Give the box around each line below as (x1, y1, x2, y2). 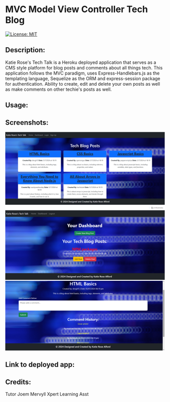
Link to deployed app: (5, 360, 75, 369)
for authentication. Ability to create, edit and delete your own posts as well (5, 81, 160, 87)
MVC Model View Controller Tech (5, 4, 148, 15)
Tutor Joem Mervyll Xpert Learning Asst (5, 391, 89, 397)
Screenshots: (5, 118, 49, 127)
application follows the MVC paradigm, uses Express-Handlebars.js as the (5, 70, 160, 76)
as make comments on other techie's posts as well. (5, 86, 112, 92)
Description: (5, 46, 46, 54)
